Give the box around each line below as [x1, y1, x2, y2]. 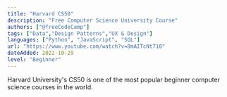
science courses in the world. [7, 82, 93, 91]
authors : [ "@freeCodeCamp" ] [7, 23, 90, 30]
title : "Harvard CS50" [7, 10, 74, 18]
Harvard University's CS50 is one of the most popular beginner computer [7, 75, 221, 84]
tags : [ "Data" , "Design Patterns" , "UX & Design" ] [7, 30, 153, 37]
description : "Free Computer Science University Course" [7, 17, 178, 24]
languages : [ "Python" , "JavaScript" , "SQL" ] [7, 37, 140, 44]
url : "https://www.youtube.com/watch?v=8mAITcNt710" [7, 43, 166, 50]
